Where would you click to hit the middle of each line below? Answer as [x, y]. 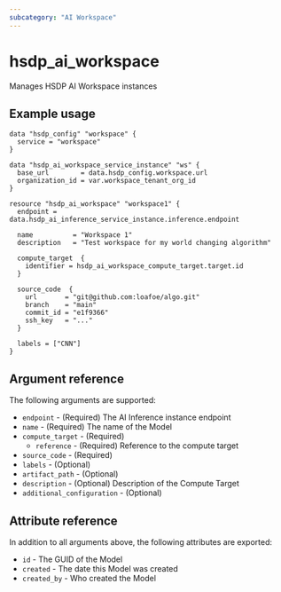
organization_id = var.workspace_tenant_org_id [107, 181]
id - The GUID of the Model [72, 559]
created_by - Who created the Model [89, 578]
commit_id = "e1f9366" [67, 313]
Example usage [52, 113]
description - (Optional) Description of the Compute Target [130, 484]
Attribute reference [63, 521]
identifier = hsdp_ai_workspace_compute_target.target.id [134, 266]
